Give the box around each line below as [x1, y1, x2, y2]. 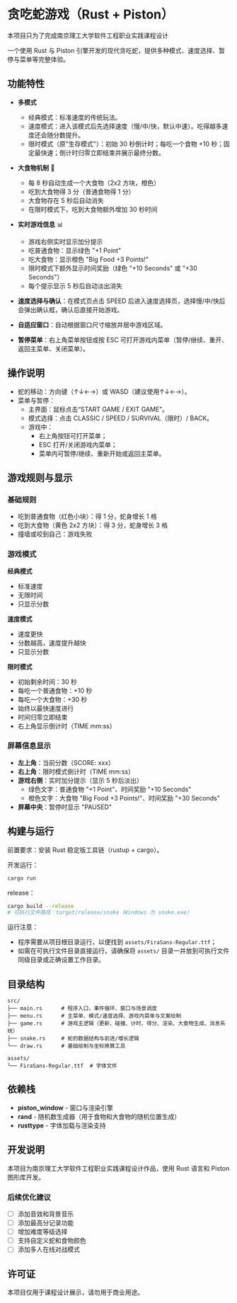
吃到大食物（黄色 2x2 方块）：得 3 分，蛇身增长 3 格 [17, 521, 168, 529]
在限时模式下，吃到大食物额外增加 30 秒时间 [28, 205, 158, 213]
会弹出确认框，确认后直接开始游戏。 [17, 305, 124, 314]
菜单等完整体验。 [19, 54, 69, 64]
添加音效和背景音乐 [17, 1210, 74, 1218]
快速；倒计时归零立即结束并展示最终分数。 [40, 148, 165, 156]
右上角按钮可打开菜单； [38, 431, 108, 440]
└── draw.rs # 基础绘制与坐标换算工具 [7, 1043, 126, 1050]
